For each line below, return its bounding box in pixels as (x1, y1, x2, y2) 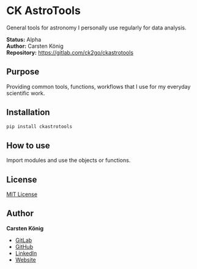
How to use (6, 140, 50, 151)
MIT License (6, 191, 38, 198)
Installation (6, 107, 50, 118)
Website (15, 256, 37, 263)
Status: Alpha (6, 36, 42, 43)
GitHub (15, 243, 34, 250)
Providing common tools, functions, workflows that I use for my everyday (6, 83, 191, 90)
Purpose (6, 67, 40, 77)
